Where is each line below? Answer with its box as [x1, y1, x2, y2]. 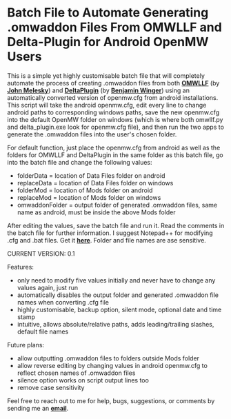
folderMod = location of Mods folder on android [17, 186, 153, 194]
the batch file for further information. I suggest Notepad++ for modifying [7, 229, 213, 237]
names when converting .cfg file [17, 298, 109, 306]
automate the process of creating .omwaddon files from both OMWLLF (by [7, 79, 220, 87]
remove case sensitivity [17, 383, 85, 391]
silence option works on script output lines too [17, 376, 150, 384]
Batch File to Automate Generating [7, 5, 209, 21]
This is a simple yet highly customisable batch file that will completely [7, 71, 205, 80]
